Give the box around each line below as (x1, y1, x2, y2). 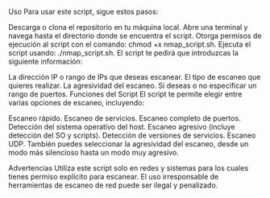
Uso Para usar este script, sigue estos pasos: (8, 7, 159, 16)
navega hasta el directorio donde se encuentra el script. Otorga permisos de (8, 31, 262, 40)
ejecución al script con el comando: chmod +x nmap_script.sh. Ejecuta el (8, 39, 251, 49)
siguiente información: (8, 56, 83, 66)
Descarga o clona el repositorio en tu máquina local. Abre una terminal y (8, 23, 248, 31)
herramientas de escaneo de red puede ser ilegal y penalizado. (8, 180, 218, 190)
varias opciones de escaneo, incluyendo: (8, 98, 145, 107)
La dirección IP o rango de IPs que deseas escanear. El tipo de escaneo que (8, 72, 261, 81)
